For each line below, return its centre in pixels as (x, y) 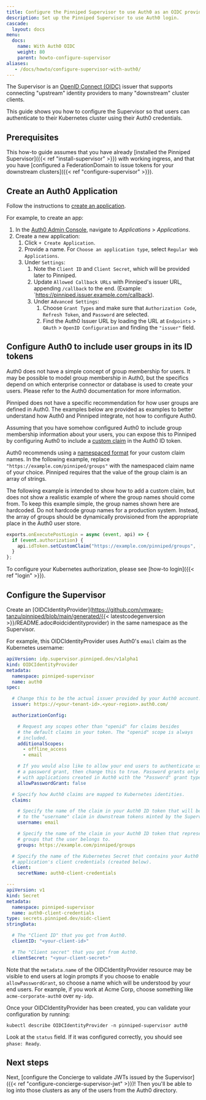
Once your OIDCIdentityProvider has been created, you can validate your (99, 1007)
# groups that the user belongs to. (64, 839)
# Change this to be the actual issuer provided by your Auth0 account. (107, 699)
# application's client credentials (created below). (82, 862)
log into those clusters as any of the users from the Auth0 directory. (92, 1090)
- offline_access (45, 749)
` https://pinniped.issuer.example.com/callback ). (94, 295)
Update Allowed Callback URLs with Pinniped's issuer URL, (108, 282)
